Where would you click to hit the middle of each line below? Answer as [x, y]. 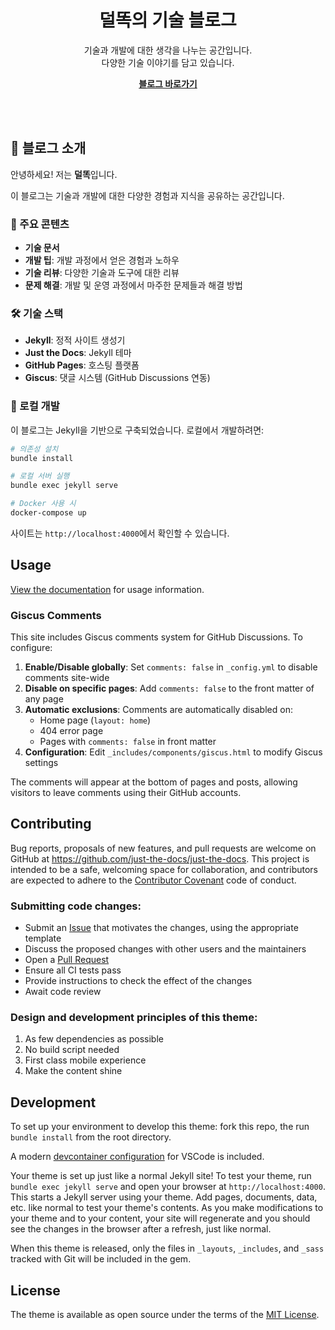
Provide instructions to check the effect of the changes [138, 981]
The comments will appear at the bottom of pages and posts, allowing [154, 782]
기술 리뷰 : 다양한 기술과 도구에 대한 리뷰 [102, 273]
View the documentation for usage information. [107, 589]
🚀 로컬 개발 [35, 406]
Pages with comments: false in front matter [128, 741]
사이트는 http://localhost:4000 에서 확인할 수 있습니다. [120, 533]
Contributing [51, 824]
